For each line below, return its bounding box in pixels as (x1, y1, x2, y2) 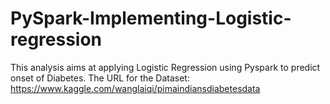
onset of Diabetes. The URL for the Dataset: (10, 72, 190, 84)
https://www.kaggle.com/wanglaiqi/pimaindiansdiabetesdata (10, 82, 261, 94)
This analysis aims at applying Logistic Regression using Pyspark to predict (10, 61, 321, 73)
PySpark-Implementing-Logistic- (10, 7, 292, 30)
